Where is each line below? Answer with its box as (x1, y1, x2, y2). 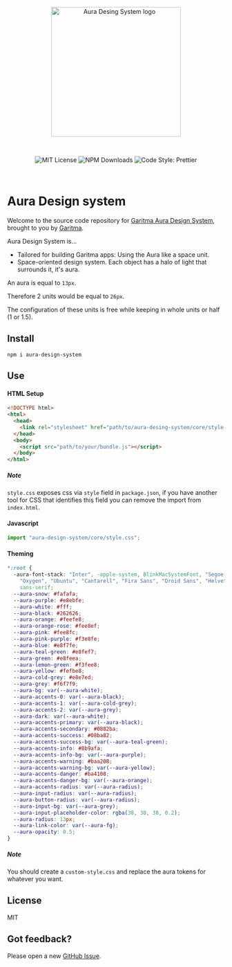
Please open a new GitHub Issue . (7, 952, 101, 960)
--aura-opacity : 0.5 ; (13, 829, 76, 835)
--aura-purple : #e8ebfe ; (13, 597, 85, 604)
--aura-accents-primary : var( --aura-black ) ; (13, 719, 144, 726)
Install (7, 333, 35, 345)
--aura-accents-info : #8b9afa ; (13, 745, 104, 752)
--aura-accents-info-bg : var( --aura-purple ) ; (13, 751, 147, 758)
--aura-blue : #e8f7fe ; (13, 642, 79, 649)
